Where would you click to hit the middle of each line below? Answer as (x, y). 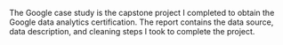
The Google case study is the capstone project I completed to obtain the (142, 13)
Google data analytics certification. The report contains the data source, (141, 22)
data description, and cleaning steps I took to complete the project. (132, 31)
